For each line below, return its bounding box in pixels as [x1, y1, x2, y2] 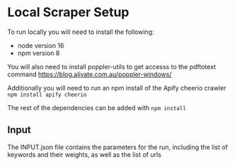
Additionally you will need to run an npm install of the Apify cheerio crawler [7, 83, 227, 92]
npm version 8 [17, 49, 60, 57]
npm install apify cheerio [7, 91, 87, 98]
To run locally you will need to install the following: [7, 28, 154, 36]
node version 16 [17, 41, 64, 49]
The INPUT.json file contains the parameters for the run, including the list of [7, 143, 229, 151]
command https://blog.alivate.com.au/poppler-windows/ [7, 70, 172, 78]
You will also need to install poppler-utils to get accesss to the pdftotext [7, 62, 216, 71]
